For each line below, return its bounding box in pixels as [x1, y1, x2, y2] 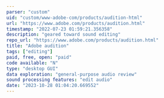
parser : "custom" [6, 9, 50, 15]
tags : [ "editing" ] [6, 49, 53, 55]
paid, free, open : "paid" [6, 54, 72, 60]
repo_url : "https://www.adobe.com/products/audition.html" [6, 37, 159, 43]
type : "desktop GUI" [6, 65, 59, 72]
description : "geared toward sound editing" [6, 32, 121, 38]
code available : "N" [6, 60, 59, 66]
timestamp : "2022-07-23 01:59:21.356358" [6, 26, 113, 32]
